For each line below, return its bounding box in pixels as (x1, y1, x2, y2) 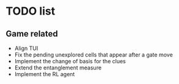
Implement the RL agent (14, 71, 75, 77)
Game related (5, 29, 59, 39)
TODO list (5, 4, 56, 18)
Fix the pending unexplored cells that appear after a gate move (14, 51, 174, 58)
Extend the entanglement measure (14, 64, 102, 71)
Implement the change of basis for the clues (14, 58, 126, 65)
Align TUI (14, 44, 38, 52)
